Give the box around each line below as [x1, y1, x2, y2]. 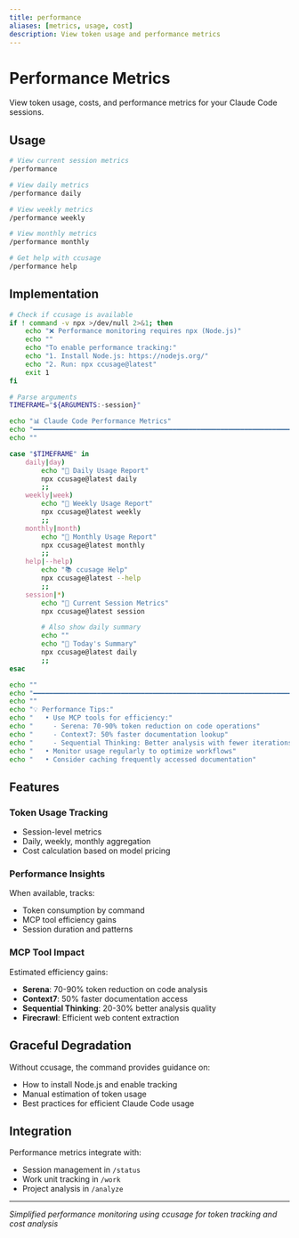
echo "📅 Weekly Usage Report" [41, 500, 153, 509]
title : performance [9, 12, 82, 22]
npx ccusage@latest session [41, 607, 145, 615]
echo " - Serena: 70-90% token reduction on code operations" [9, 722, 261, 731]
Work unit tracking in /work [21, 1174, 121, 1185]
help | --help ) [25, 558, 74, 566]
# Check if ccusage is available [9, 310, 133, 319]
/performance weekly [9, 213, 86, 223]
